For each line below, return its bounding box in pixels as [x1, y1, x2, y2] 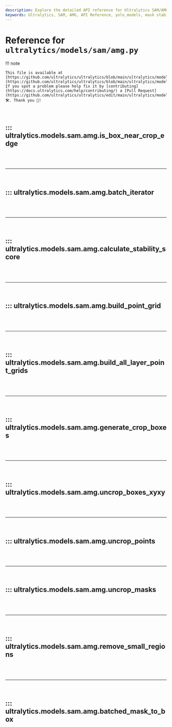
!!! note [5, 60, 20, 67]
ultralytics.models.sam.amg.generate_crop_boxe [5, 423, 167, 432]
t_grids [5, 366, 28, 375]
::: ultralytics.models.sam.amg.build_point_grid [5, 302, 161, 310]
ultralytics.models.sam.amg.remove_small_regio [5, 642, 165, 651]
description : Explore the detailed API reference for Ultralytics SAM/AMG [5, 7, 168, 13]
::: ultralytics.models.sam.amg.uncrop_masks [5, 585, 157, 594]
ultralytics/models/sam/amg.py [5, 45, 139, 55]
